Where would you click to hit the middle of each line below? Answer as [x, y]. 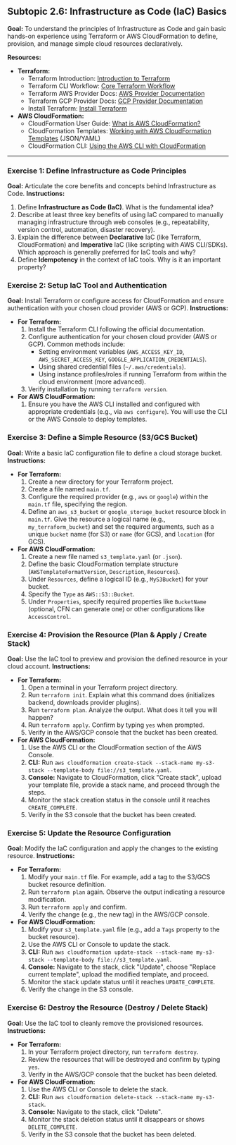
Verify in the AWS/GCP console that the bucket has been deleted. [123, 1074]
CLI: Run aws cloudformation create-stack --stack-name [110, 762]
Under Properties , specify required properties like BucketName [117, 601]
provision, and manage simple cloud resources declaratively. [95, 43]
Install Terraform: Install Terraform [78, 108]
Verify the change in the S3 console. [80, 989]
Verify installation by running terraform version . [98, 389]
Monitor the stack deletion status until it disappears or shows [116, 1119]
